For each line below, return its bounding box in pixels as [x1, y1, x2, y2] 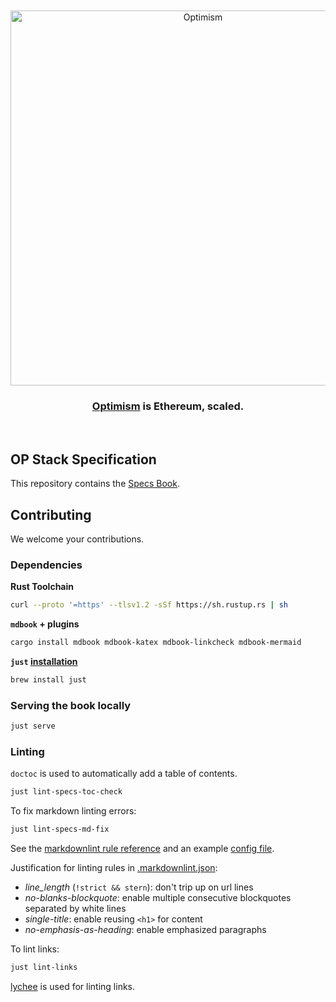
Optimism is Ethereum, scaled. [91, 399, 245, 413]
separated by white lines [24, 903, 127, 915]
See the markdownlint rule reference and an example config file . [10, 843, 275, 855]
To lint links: [10, 943, 60, 955]
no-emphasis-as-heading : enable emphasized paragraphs [24, 924, 267, 936]
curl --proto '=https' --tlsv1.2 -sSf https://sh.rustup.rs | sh [10, 600, 288, 610]
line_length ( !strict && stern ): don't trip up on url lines [24, 881, 254, 893]
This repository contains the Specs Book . [10, 478, 180, 490]
